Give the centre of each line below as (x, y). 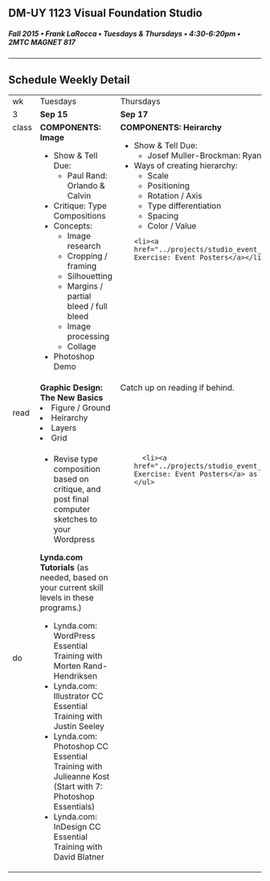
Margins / (85, 286)
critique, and (77, 490)
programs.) (61, 608)
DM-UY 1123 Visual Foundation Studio (105, 13)
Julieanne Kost (82, 777)
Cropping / (88, 256)
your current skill (72, 588)
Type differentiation (184, 206)
